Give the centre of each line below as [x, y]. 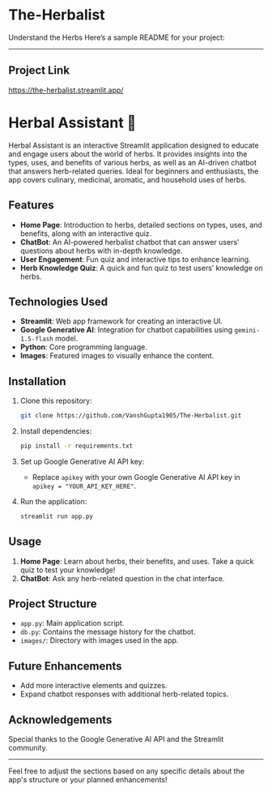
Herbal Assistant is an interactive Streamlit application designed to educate [134, 145]
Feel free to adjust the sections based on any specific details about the [127, 771]
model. [67, 339]
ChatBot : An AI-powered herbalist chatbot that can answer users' [130, 242]
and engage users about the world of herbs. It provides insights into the [128, 154]
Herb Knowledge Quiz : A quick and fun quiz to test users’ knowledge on [141, 268]
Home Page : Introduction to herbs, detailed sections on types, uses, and [141, 225]
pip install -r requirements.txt [76, 446]
